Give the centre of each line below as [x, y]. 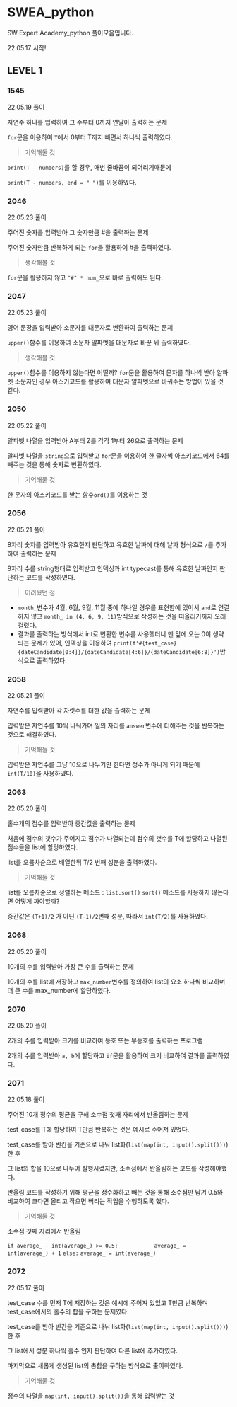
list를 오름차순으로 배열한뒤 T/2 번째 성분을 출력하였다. [82, 862]
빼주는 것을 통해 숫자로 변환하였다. [54, 464]
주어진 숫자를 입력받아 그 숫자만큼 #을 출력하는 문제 [78, 232]
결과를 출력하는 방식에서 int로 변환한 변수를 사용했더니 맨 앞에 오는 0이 [114, 633]
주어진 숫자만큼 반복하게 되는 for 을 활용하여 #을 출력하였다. [89, 247]
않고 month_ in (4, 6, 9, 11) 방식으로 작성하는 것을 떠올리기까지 [122, 616]
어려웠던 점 [40, 592]
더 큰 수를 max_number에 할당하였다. [59, 990]
